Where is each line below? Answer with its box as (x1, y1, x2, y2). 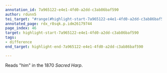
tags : (5, 35, 16, 40)
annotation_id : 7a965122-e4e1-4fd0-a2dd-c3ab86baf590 (5, 7, 119, 12)
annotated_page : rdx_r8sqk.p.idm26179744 (5, 21, 92, 26)
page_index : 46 (5, 26, 37, 31)
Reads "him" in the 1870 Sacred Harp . (5, 62, 83, 68)
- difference (5, 40, 32, 45)
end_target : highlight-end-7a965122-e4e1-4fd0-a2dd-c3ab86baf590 (5, 44, 143, 49)
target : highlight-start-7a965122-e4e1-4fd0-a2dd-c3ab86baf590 (5, 30, 139, 35)
